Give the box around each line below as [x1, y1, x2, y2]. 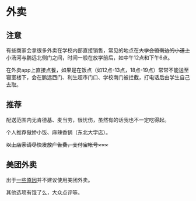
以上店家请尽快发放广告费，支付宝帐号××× [6, 141, 108, 148]
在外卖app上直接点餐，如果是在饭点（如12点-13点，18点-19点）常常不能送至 [6, 66, 190, 73]
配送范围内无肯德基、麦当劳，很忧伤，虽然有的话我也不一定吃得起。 [6, 116, 170, 123]
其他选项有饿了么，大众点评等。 [6, 189, 83, 196]
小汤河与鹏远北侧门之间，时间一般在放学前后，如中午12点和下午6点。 [6, 54, 173, 61]
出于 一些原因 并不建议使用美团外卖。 [6, 176, 93, 184]
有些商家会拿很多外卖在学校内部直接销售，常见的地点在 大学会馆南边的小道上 [6, 47, 190, 54]
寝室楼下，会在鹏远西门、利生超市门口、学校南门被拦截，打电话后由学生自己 [6, 74, 190, 80]
